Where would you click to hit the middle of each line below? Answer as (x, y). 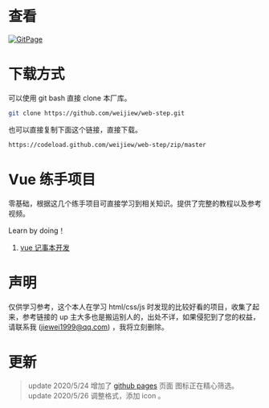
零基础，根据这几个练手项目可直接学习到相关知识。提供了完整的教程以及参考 (135, 203)
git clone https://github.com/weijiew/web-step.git (96, 113)
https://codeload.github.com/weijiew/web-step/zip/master (107, 145)
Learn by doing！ (37, 231)
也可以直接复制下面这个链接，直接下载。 (75, 129)
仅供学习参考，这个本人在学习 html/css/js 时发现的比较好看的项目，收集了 (130, 307)
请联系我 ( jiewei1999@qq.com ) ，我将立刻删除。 (88, 327)
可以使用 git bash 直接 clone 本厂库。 (70, 98)
